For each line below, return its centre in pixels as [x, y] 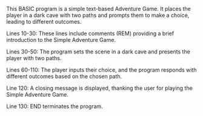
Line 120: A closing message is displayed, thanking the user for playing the [99, 88]
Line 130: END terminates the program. [55, 106]
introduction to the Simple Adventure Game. [61, 40]
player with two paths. [34, 58]
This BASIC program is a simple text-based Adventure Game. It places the [98, 9]
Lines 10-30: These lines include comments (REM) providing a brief [90, 33]
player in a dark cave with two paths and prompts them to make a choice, [98, 15]
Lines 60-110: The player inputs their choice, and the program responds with [101, 70]
